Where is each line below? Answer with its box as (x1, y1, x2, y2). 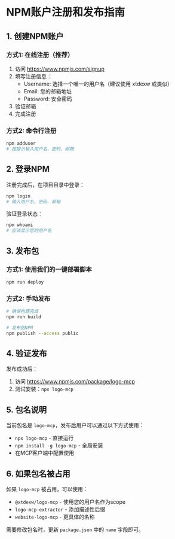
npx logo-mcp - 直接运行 (14, 434, 74, 441)
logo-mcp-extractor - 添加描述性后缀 (14, 506, 106, 513)
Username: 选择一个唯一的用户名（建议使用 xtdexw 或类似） (23, 80, 173, 87)
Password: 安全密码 (23, 95, 73, 102)
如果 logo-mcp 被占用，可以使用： (6, 486, 88, 493)
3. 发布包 (6, 246, 39, 256)
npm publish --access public (6, 330, 79, 336)
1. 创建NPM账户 (6, 31, 64, 41)
